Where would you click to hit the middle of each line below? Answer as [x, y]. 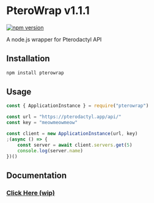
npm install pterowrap [35, 73]
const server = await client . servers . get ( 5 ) [75, 145]
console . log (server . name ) [50, 150]
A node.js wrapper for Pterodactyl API [54, 39]
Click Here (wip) [31, 193]
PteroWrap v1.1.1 [48, 11]
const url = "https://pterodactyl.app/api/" [64, 117]
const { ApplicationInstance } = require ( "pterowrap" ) [78, 106]
